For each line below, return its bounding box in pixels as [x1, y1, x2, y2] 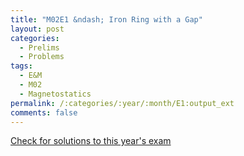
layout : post [10, 24, 65, 34]
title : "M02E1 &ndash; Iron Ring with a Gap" [10, 14, 203, 25]
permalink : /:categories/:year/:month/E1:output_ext [10, 98, 235, 108]
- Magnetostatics [19, 89, 92, 99]
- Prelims [19, 42, 60, 53]
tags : [10, 61, 33, 71]
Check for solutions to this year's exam [10, 135, 172, 147]
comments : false [10, 107, 78, 118]
